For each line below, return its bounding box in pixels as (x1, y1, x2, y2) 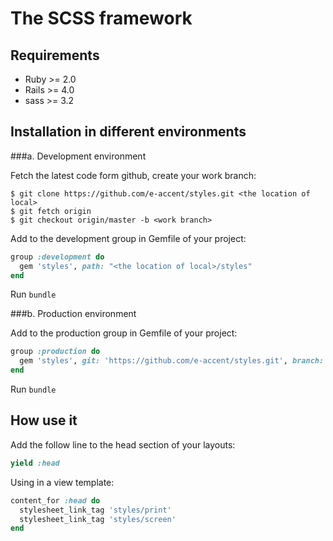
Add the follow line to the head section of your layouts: (10, 438, 236, 451)
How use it (10, 412, 78, 429)
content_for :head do (10, 495, 101, 506)
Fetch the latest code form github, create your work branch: (10, 169, 257, 181)
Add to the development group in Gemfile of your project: (10, 232, 247, 244)
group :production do (10, 347, 101, 357)
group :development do (10, 252, 105, 262)
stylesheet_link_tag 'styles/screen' (19, 514, 177, 524)
